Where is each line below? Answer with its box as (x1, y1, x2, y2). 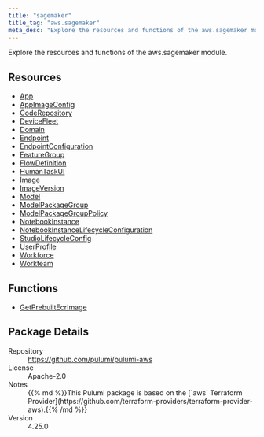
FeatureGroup (19, 150, 65, 160)
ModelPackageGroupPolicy (19, 209, 108, 218)
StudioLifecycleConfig (19, 234, 92, 243)
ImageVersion (19, 183, 64, 193)
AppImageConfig (19, 100, 75, 109)
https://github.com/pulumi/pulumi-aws (27, 354, 153, 364)
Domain (19, 125, 46, 135)
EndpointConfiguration (19, 142, 93, 151)
